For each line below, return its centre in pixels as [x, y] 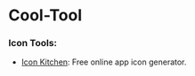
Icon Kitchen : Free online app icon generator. [104, 62]
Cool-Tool [45, 15]
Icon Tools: [33, 43]
